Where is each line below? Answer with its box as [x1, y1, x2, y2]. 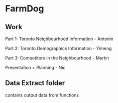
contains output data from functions [5, 92, 79, 98]
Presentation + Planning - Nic [5, 65, 66, 70]
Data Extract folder [5, 79, 65, 87]
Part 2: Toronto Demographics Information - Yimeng [5, 46, 112, 51]
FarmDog [5, 3, 44, 14]
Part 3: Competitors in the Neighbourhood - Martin [5, 55, 109, 61]
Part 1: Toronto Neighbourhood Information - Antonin [5, 36, 114, 42]
